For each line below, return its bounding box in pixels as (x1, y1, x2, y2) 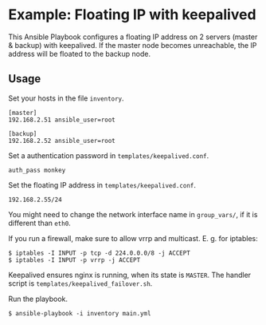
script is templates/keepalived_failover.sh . (8, 278, 153, 288)
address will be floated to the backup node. (8, 49, 151, 58)
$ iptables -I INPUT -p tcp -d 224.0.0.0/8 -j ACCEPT (8, 249, 191, 257)
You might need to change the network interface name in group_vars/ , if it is (8, 209, 258, 219)
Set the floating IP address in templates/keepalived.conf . (8, 180, 197, 189)
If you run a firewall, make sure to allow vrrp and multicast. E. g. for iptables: (8, 233, 258, 243)
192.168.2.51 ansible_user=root (8, 116, 115, 124)
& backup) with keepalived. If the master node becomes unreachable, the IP (8, 40, 257, 50)
